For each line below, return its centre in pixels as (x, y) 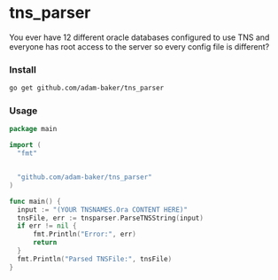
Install (23, 69)
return (45, 243)
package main (33, 129)
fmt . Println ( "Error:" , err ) (85, 234)
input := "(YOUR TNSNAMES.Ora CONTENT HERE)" (103, 210)
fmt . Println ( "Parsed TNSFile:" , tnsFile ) (95, 259)
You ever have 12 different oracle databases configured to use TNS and (139, 37)
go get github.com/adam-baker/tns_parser (87, 88)
